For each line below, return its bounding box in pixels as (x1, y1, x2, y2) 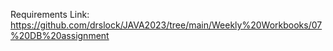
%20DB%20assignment (10, 30, 110, 41)
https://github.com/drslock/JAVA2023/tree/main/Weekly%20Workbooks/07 (10, 19, 323, 31)
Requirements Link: (10, 9, 90, 20)
